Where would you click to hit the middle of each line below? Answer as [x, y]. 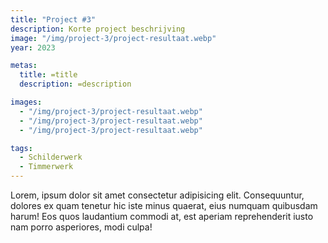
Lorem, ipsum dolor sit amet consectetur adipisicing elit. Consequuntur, [157, 195]
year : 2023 [33, 47]
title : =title [48, 75]
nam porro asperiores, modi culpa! [81, 227]
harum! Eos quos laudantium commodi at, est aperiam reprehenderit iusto [162, 216]
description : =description [75, 84]
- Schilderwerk [51, 157]
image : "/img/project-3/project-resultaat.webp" [113, 38]
